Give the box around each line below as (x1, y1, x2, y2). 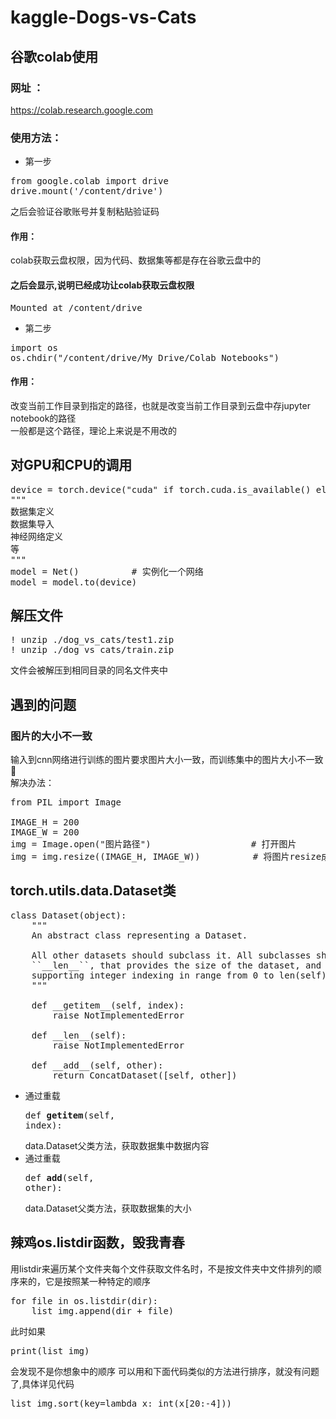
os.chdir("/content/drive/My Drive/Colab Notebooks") (10, 352, 280, 363)
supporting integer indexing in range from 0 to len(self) (31, 969, 327, 981)
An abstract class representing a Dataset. (31, 929, 248, 941)
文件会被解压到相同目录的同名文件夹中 (10, 664, 168, 676)
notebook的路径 (10, 412, 77, 424)
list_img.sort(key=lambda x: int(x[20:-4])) (10, 1397, 233, 1409)
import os (10, 342, 58, 353)
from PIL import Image (10, 797, 122, 808)
